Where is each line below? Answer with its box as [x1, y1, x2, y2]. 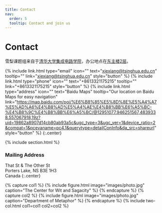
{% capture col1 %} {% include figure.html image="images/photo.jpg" [5, 182, 145, 188]
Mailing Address [5, 152, 45, 159]
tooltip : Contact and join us [9, 20, 70, 26]
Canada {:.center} [5, 173, 41, 179]
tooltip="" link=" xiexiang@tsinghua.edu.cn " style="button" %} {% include [5, 73, 153, 79]
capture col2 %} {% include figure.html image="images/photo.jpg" [5, 193, 139, 198]
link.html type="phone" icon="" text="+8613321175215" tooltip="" [5, 78, 137, 84]
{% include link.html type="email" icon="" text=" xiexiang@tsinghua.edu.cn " [5, 68, 157, 74]
